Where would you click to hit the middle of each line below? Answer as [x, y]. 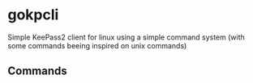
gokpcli [33, 15]
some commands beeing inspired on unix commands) [97, 45]
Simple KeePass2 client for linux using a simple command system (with [126, 37]
